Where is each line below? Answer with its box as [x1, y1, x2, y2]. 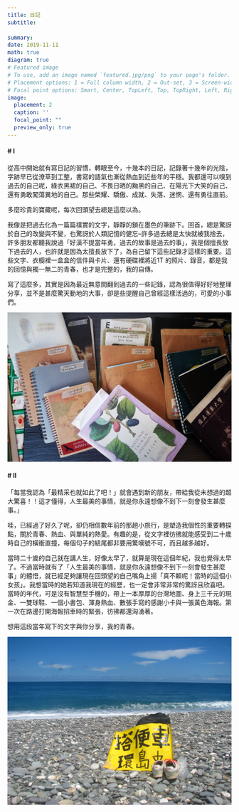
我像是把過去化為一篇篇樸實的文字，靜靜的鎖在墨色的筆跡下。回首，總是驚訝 [7, 220, 232, 229]
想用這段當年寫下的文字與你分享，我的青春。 [7, 622, 139, 631]
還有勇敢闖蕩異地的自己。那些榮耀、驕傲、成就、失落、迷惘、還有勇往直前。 [7, 190, 232, 198]
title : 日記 [7, 11, 41, 18]
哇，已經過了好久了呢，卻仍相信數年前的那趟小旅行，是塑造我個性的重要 [7, 520, 219, 529]
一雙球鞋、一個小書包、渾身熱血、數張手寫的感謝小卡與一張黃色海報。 [19, 598, 225, 607]
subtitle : [7, 18, 37, 26]
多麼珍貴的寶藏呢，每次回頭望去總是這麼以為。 [7, 205, 144, 213]
